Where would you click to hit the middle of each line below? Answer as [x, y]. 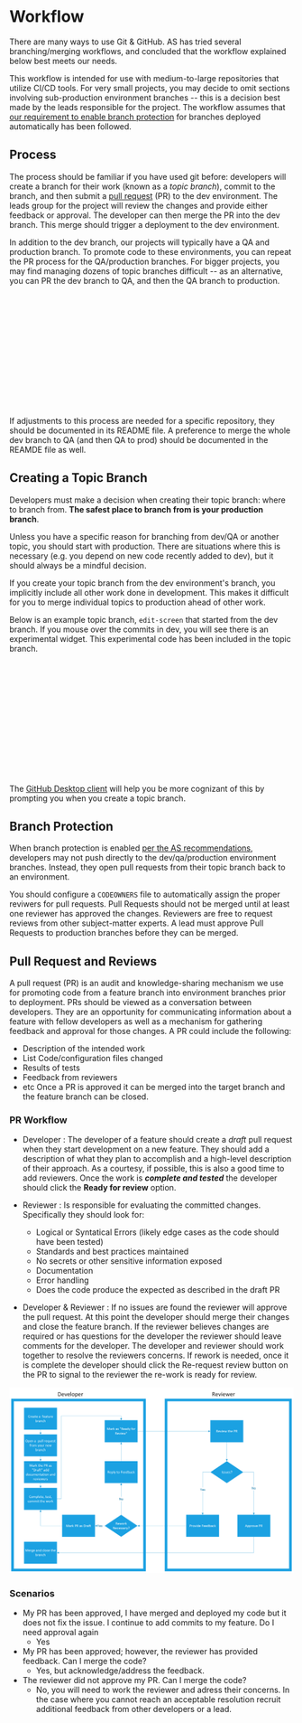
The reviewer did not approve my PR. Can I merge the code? [134, 1681]
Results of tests [51, 1068]
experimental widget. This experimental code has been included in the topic [150, 638]
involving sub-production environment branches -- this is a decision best [145, 98]
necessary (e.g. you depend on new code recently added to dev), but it [142, 556]
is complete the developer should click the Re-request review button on [155, 1365]
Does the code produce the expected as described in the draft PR [158, 1290]
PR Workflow [38, 1120]
